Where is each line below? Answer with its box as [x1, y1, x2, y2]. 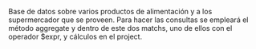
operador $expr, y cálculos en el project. [8, 32, 143, 41]
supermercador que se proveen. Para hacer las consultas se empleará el [8, 15, 249, 24]
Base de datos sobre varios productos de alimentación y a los [8, 7, 213, 16]
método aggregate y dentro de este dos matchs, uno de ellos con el [8, 24, 233, 32]
